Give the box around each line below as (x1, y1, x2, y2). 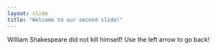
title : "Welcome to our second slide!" (7, 16, 123, 23)
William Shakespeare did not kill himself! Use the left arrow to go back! (7, 35, 210, 43)
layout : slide (7, 10, 49, 17)
